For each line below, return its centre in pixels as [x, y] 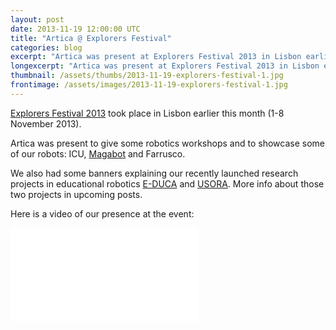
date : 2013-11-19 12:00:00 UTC [75, 29]
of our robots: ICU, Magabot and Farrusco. [98, 153]
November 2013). [46, 123]
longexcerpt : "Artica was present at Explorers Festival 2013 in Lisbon [165, 66]
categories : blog [46, 47]
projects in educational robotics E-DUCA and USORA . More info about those [167, 183]
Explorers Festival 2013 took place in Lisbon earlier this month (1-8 [147, 113]
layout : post [37, 19]
